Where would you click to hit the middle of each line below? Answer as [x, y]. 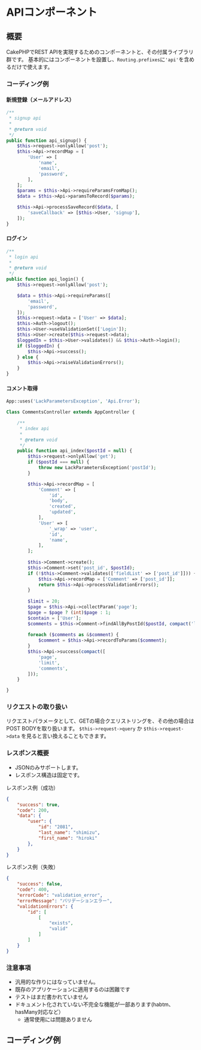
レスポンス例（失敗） [32, 867]
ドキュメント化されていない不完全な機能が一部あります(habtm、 [95, 1004]
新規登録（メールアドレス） [40, 99]
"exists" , [61, 923]
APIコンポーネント [52, 12]
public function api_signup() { [46, 141]
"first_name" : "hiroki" [68, 838]
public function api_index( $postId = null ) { [75, 451]
